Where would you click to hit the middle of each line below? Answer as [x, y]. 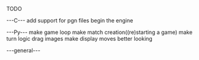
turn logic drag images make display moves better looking [80, 38]
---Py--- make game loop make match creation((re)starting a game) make [99, 32]
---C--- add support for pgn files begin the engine [70, 20]
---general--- [24, 50]
